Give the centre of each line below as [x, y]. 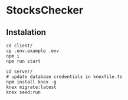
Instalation [26, 32]
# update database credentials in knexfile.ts [64, 77]
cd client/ [19, 46]
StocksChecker [45, 10]
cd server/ [19, 72]
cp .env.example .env [33, 51]
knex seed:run [24, 92]
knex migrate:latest [32, 87]
